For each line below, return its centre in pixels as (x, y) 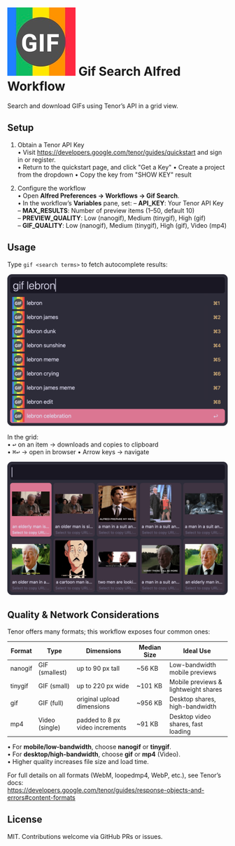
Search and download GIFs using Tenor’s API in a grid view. (93, 106)
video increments (102, 728)
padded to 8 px (99, 720)
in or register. (36, 159)
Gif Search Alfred (129, 72)
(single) (49, 728)
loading (180, 731)
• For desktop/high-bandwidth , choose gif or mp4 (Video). (94, 754)
